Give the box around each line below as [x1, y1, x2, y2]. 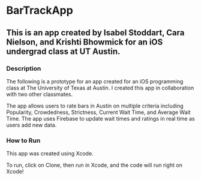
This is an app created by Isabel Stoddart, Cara [6, 28, 185, 38]
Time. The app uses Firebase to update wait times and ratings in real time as [6, 115, 195, 122]
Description [6, 64, 41, 73]
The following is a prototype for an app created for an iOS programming [6, 77, 184, 85]
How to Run [6, 136, 41, 145]
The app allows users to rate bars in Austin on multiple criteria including [6, 102, 184, 109]
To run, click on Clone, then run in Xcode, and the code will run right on [6, 161, 183, 169]
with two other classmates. [6, 91, 73, 98]
